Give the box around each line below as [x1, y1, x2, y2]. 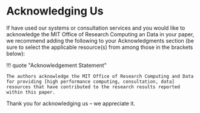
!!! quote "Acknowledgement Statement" [6, 62, 107, 69]
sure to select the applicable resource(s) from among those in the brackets [6, 44, 193, 51]
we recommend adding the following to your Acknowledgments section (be [6, 37, 194, 44]
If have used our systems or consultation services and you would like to [6, 24, 185, 31]
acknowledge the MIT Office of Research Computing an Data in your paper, [6, 30, 195, 37]
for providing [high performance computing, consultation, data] [6, 79, 175, 85]
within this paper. [6, 89, 56, 95]
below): [6, 50, 25, 57]
